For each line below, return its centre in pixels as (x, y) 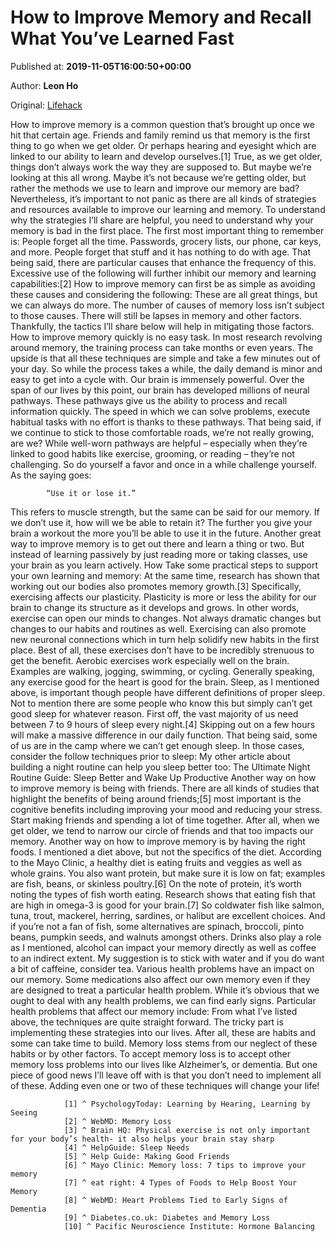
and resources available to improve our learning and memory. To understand (168, 209)
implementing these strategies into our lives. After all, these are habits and (163, 1032)
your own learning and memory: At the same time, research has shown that (165, 575)
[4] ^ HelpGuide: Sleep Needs (126, 1147)
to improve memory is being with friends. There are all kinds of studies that (165, 788)
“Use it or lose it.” (91, 493)
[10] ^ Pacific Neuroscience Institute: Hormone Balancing (189, 1226)
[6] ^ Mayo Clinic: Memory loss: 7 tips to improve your (185, 1165)
